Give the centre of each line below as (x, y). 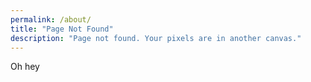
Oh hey (25, 67)
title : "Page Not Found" (62, 29)
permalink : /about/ (51, 19)
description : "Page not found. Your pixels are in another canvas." (156, 38)
